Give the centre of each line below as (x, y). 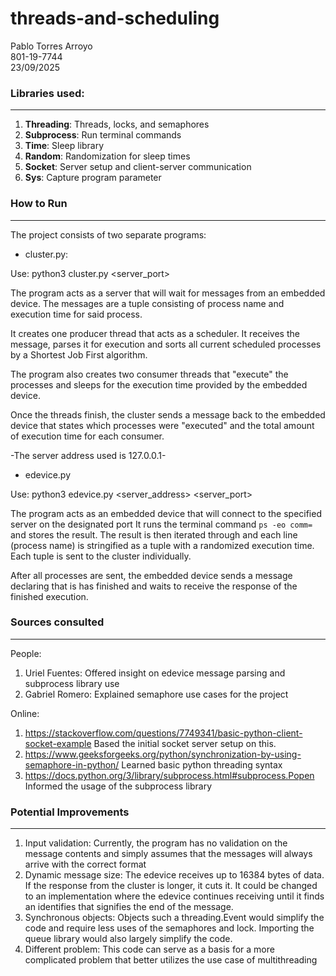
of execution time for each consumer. (87, 436)
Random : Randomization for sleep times (107, 156)
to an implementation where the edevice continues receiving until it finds (174, 896)
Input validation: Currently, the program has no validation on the (156, 843)
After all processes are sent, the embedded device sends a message (151, 575)
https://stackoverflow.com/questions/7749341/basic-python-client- (163, 733)
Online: (25, 713)
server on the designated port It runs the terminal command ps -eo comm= (161, 524)
